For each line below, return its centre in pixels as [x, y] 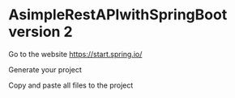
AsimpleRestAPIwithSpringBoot [118, 15]
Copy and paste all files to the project [71, 85]
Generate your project [45, 69]
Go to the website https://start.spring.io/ [75, 54]
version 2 [41, 32]
